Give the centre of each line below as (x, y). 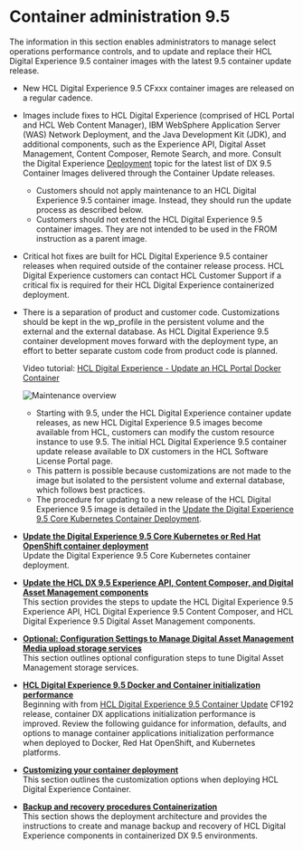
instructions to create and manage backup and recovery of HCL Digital (154, 826)
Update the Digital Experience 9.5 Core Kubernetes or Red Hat (142, 536)
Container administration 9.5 (120, 17)
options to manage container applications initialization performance (148, 733)
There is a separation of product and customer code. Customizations (151, 312)
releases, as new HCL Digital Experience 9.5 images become (149, 422)
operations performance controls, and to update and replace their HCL (141, 51)
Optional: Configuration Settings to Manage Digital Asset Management (158, 638)
